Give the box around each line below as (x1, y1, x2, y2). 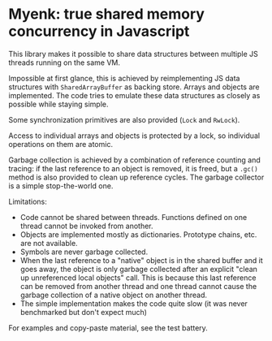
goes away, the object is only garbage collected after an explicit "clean (19, 264, 258, 274)
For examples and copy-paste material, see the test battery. (8, 322, 209, 333)
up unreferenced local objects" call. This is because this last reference (19, 273, 257, 283)
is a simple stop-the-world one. (8, 180, 114, 191)
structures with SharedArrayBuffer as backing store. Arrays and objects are (8, 82, 260, 92)
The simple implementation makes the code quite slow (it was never (19, 298, 248, 309)
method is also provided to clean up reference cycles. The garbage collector (8, 172, 265, 182)
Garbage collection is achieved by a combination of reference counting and (8, 155, 261, 165)
